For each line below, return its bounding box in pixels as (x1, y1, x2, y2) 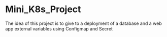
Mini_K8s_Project (5, 4, 81, 15)
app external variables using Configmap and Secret (5, 25, 113, 31)
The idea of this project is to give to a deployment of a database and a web (5, 20, 162, 26)
